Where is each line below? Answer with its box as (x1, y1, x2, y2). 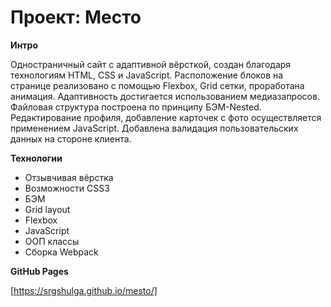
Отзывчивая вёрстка (24, 171, 114, 183)
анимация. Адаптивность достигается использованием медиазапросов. (10, 90, 320, 102)
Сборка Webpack (24, 246, 99, 258)
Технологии (10, 152, 63, 164)
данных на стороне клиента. (10, 132, 132, 145)
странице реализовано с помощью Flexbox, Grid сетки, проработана (10, 79, 305, 91)
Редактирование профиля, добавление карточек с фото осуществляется (10, 111, 322, 123)
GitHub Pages (10, 265, 69, 277)
